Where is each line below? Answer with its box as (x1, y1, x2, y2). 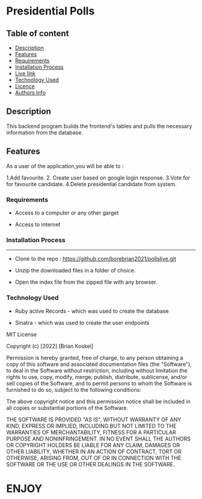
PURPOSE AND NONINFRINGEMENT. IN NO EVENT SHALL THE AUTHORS (6, 435, 191, 442)
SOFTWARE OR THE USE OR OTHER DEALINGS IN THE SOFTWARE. (6, 460, 175, 468)
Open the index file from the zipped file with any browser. (14, 278, 158, 286)
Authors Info (14, 89, 46, 96)
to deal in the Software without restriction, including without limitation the (6, 366, 188, 374)
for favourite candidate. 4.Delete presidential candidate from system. (6, 180, 177, 187)
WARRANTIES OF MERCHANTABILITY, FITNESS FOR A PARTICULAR (6, 428, 176, 436)
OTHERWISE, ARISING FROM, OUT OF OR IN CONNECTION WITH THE (6, 454, 182, 462)
